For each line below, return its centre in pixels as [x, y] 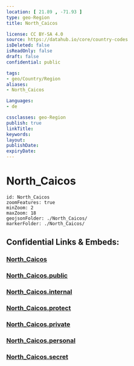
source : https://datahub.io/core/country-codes [67, 40]
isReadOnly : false [29, 51]
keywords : [19, 134]
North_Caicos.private [38, 324]
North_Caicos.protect [39, 308]
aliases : [17, 84]
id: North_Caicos [28, 197]
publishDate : [23, 146]
